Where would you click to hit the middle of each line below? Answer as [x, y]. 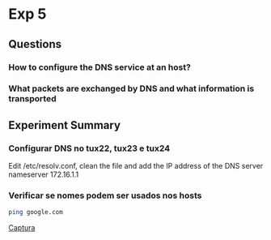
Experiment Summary [65, 125]
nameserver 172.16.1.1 [44, 174]
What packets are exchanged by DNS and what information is [131, 88]
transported [32, 99]
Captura [22, 228]
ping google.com [36, 212]
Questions [35, 44]
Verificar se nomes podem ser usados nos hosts [105, 195]
